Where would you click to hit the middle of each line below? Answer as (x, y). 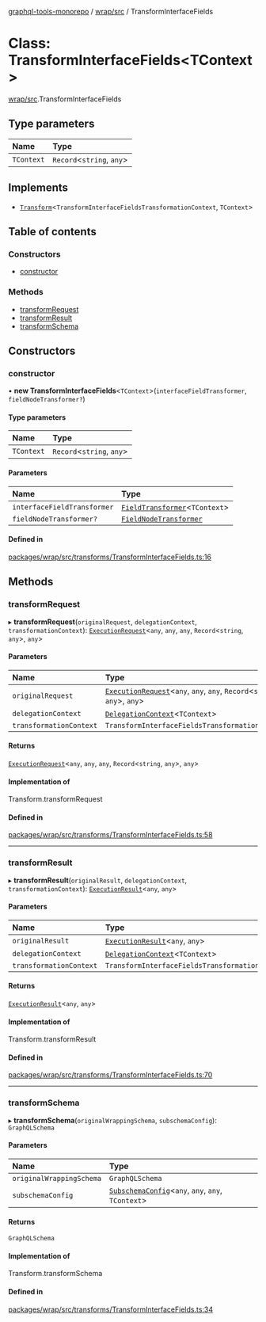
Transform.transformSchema (55, 1274)
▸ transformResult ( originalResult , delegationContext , (98, 880)
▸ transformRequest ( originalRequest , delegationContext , (103, 622)
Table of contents (52, 232)
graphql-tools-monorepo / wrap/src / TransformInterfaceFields (111, 11)
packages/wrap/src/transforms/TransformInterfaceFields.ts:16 (110, 557)
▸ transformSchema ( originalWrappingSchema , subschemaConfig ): (113, 1120)
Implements (38, 188)
